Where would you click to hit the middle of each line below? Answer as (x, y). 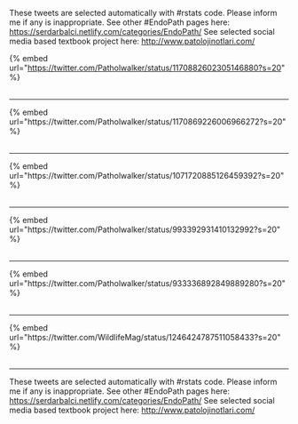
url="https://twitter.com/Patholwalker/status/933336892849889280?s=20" (148, 283)
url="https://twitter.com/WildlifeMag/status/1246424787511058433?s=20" (145, 337)
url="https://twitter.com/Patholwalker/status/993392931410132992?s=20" (145, 229)
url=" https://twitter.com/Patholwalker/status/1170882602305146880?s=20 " (147, 68)
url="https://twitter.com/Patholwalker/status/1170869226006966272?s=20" (148, 122)
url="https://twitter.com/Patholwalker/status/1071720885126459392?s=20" (147, 176)
